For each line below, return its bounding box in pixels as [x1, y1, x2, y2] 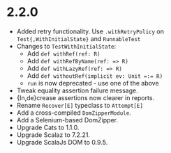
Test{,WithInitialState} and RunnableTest [16, 34, 141, 42]
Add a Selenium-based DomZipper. [16, 115, 119, 124]
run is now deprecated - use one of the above [27, 79, 159, 87]
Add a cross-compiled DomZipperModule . [16, 108, 132, 117]
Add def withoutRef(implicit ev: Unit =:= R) [27, 71, 163, 80]
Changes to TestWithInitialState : [16, 42, 117, 50]
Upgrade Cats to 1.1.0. [16, 123, 80, 131]
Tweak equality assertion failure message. [16, 86, 138, 95]
